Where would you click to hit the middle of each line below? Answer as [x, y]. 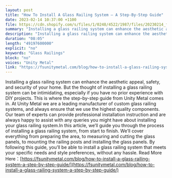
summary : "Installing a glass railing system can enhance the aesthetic [84, 29]
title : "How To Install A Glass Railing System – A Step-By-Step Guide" [84, 15]
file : [11, 24]
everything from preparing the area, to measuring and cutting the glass [80, 136]
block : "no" [18, 58]
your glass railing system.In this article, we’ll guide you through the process [85, 126]
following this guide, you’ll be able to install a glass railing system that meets [86, 147]
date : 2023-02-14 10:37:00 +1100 [41, 19]
